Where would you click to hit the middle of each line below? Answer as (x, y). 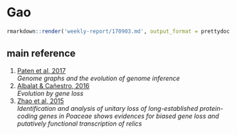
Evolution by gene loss (50, 93)
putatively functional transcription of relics (79, 123)
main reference (41, 54)
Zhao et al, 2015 (41, 101)
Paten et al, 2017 (41, 70)
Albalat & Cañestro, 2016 (53, 85)
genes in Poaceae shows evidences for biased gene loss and (129, 116)
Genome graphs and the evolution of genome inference (99, 78)
